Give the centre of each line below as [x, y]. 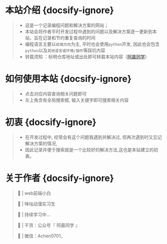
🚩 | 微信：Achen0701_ [40, 236]
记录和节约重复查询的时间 [69, 38]
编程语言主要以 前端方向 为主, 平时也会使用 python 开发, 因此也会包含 [92, 44]
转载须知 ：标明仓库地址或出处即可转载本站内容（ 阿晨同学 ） [87, 56]
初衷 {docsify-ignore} [51, 123]
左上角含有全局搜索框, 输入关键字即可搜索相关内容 [77, 100]
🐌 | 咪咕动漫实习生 [36, 204]
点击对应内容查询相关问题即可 [56, 94]
